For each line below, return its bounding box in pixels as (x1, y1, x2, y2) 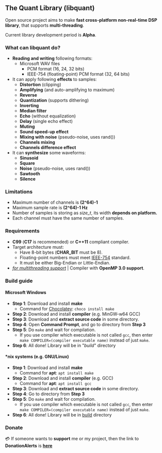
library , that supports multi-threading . (5, 22, 84, 28)
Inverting (19, 103, 39, 109)
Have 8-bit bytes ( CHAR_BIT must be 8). (19, 249, 103, 255)
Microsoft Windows (5, 290, 46, 296)
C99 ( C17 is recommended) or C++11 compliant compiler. (12, 239, 129, 245)
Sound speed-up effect (19, 129, 69, 135)
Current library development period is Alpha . (5, 32, 96, 38)
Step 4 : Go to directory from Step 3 (12, 391, 85, 397)
